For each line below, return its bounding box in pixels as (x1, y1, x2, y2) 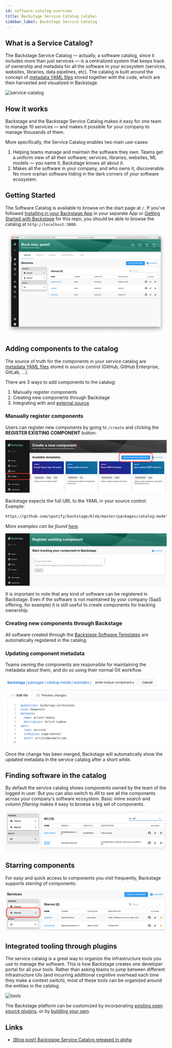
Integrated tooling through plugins (5, 942, 117, 950)
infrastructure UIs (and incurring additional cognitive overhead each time (5, 972, 159, 978)
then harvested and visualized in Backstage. (5, 80, 99, 86)
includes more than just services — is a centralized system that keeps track (5, 58, 165, 64)
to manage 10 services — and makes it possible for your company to (5, 124, 150, 129)
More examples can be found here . (5, 523, 79, 529)
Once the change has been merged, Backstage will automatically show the (5, 751, 163, 757)
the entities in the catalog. (5, 983, 60, 989)
